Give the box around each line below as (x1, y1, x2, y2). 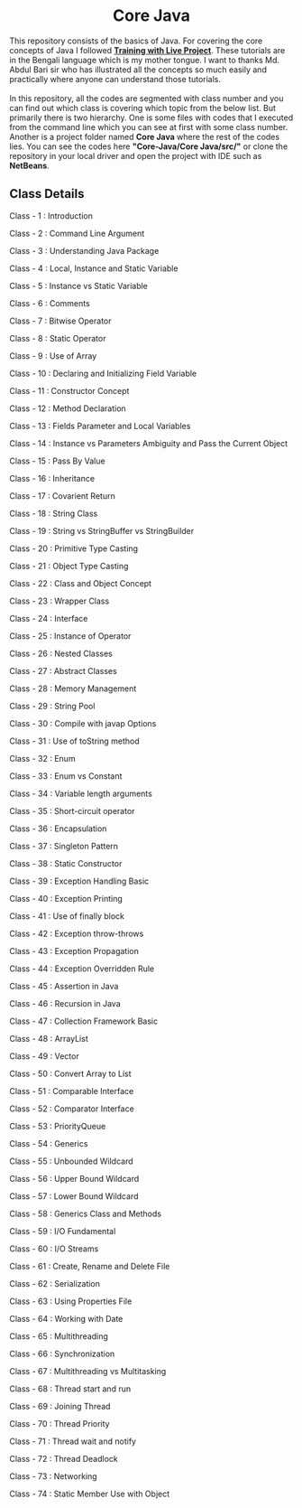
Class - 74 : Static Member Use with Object (9, 1488, 170, 1499)
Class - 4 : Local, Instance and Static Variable (9, 263, 178, 274)
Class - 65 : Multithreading (9, 1330, 108, 1342)
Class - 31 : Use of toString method (9, 735, 140, 746)
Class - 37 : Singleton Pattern (9, 840, 119, 851)
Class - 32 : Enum (9, 753, 76, 763)
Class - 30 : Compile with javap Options (9, 717, 157, 728)
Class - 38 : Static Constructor (9, 857, 123, 868)
